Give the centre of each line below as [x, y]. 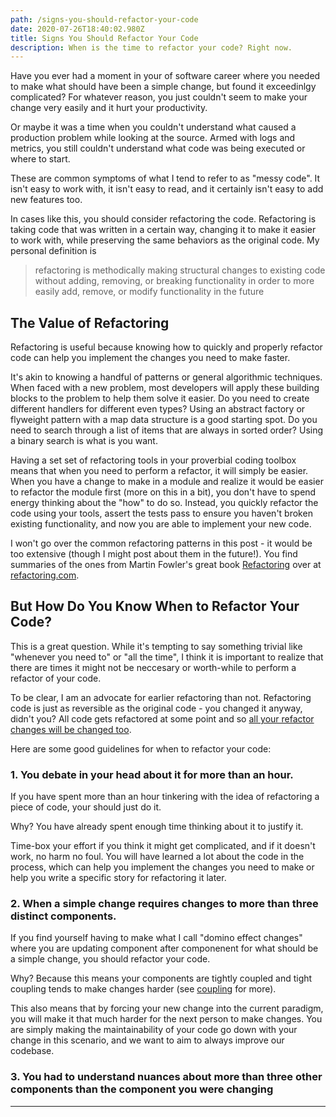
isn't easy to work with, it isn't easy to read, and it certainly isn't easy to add [167, 189]
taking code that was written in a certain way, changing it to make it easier [163, 230]
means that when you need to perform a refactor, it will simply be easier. [159, 471]
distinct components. [63, 916]
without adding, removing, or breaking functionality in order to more [174, 281]
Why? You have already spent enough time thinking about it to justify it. [157, 827]
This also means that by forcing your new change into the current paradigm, [167, 1008]
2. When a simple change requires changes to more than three [164, 904]
